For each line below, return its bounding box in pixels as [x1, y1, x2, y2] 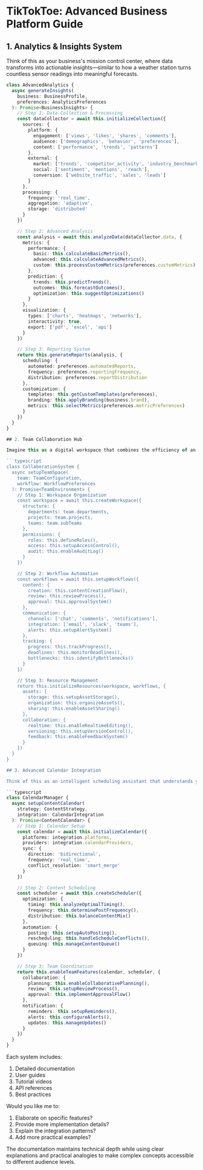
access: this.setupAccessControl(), [28, 543, 120, 549]
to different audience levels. [6, 1158, 76, 1165]
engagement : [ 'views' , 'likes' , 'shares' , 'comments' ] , [33, 132, 177, 139]
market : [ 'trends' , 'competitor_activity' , [33, 161, 145, 167]
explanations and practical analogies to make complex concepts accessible [6, 1152, 195, 1159]
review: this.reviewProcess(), [28, 593, 107, 599]
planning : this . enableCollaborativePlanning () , [28, 980, 150, 986]
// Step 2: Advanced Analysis [17, 228, 94, 234]
